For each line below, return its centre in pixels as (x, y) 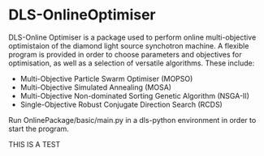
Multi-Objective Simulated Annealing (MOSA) (96, 87)
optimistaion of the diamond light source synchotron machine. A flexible (129, 45)
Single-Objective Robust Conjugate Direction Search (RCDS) (121, 104)
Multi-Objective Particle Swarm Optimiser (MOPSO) (106, 78)
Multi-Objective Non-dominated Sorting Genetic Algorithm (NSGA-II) (135, 95)
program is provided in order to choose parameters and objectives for (125, 54)
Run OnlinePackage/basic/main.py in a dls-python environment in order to (132, 120)
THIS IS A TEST (35, 144)
